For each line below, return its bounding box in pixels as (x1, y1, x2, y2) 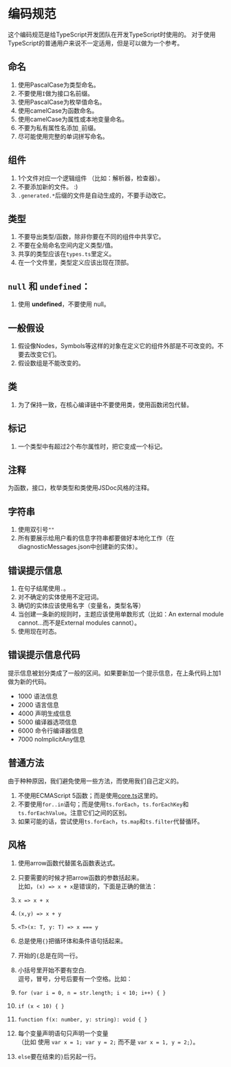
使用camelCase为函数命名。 (17, 106, 98, 114)
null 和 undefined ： (8, 280, 91, 292)
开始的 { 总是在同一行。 (17, 951, 82, 960)
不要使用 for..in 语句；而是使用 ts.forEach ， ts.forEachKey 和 (17, 799, 189, 808)
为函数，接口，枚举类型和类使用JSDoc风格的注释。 (8, 484, 153, 492)
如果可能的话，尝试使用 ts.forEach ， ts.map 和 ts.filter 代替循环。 (17, 817, 203, 826)
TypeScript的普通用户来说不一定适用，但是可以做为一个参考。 (8, 39, 184, 47)
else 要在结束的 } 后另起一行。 (17, 1052, 100, 1060)
